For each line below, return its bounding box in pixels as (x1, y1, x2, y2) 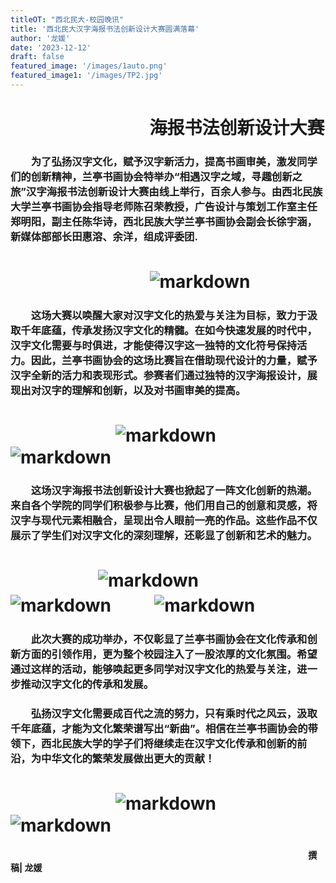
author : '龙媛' (10, 33, 71, 43)
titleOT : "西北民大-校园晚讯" (10, 14, 125, 25)
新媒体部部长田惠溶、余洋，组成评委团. (10, 229, 198, 243)
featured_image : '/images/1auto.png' (10, 61, 168, 71)
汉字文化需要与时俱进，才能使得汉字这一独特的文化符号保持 (10, 339, 298, 353)
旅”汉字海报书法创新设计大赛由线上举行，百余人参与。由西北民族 (10, 184, 323, 198)
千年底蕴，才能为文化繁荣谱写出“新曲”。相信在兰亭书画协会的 (10, 722, 308, 736)
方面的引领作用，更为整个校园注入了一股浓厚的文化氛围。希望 (20, 647, 318, 661)
